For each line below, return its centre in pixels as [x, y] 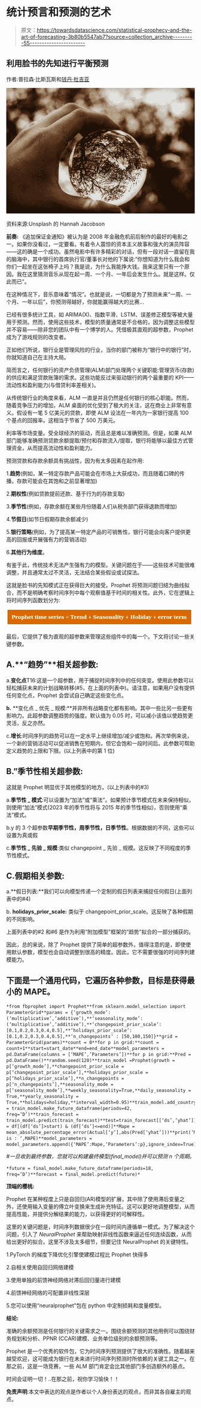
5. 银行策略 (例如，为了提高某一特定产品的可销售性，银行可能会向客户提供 [96, 532]
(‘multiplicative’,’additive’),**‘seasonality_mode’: [75, 1019]
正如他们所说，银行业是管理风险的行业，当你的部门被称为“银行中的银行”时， [100, 350]
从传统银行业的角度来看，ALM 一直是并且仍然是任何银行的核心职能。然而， [99, 398]
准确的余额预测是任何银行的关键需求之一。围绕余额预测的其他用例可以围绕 [98, 1331]
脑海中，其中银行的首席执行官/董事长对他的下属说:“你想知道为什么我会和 [100, 259]
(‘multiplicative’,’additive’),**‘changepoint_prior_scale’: [84, 1025]
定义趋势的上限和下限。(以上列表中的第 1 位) [60, 751]
